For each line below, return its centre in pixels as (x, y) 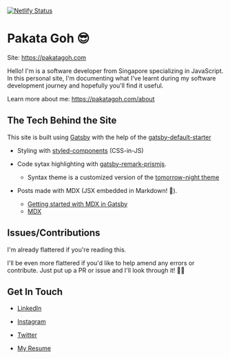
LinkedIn (29, 308)
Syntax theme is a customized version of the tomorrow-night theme (123, 177)
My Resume (34, 349)
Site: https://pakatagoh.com (47, 57)
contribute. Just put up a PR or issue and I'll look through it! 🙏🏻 (96, 270)
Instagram (31, 322)
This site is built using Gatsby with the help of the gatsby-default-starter (109, 137)
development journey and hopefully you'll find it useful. (85, 85)
